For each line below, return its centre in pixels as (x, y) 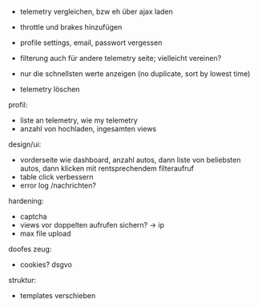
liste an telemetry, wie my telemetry (79, 120)
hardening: (26, 201)
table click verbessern (56, 177)
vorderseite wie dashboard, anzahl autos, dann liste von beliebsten (130, 160)
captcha (33, 216)
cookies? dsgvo (46, 265)
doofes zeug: (30, 249)
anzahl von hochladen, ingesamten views (88, 129)
